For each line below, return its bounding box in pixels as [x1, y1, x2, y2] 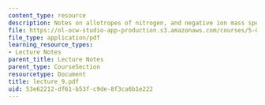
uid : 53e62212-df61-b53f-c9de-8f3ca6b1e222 [8, 84, 154, 93]
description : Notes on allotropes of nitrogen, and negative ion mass [8, 19, 245, 27]
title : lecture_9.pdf [8, 77, 80, 85]
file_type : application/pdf [8, 33, 101, 42]
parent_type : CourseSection [8, 63, 101, 71]
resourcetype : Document [8, 70, 87, 78]
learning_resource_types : [8, 41, 93, 49]
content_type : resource [8, 11, 87, 20]
